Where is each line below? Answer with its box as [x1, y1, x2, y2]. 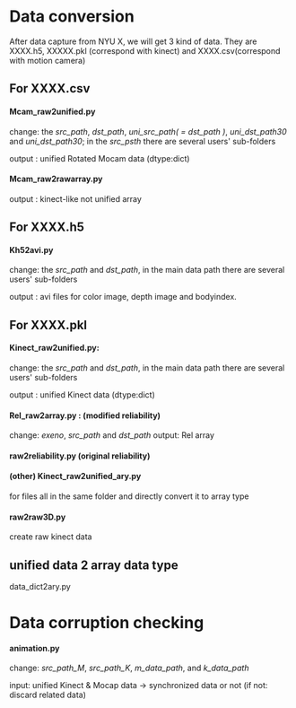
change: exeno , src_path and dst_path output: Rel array [9, 430, 215, 441]
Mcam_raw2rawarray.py [9, 173, 103, 185]
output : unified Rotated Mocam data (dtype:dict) [9, 153, 190, 163]
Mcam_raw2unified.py [9, 106, 96, 117]
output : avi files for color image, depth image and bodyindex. [9, 292, 238, 302]
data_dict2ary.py [9, 581, 72, 591]
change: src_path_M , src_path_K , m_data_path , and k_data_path [9, 662, 249, 674]
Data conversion [9, 6, 135, 27]
